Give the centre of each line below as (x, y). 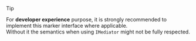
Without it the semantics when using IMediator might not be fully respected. (98, 32)
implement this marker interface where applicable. (67, 26)
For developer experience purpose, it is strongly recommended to (87, 19)
